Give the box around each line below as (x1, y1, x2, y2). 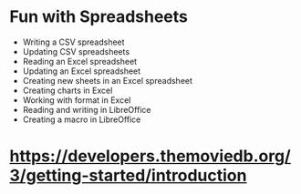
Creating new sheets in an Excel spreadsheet (22, 75, 193, 86)
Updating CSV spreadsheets (22, 46, 130, 56)
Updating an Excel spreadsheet (22, 66, 141, 77)
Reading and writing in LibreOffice (22, 104, 151, 115)
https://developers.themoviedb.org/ (9, 146, 292, 167)
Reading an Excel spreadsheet (22, 56, 138, 66)
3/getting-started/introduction (9, 166, 247, 186)
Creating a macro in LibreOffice (22, 114, 141, 125)
